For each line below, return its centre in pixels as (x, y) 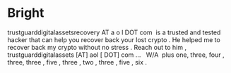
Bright (26, 13)
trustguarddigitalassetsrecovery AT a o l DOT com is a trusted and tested (114, 32)
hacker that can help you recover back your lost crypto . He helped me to (114, 39)
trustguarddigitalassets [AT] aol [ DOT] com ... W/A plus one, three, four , (116, 55)
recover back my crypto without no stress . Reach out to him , (97, 47)
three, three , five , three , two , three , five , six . (77, 62)
